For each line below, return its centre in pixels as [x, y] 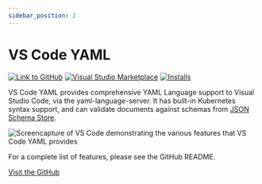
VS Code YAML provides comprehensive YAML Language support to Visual [131, 92]
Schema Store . [33, 117]
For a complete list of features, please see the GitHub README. [112, 156]
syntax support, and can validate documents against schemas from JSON [129, 109]
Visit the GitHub [34, 172]
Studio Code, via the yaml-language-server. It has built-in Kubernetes [122, 101]
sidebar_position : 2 [42, 15]
